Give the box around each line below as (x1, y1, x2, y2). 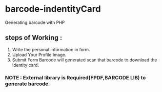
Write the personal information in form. (12, 46, 90, 52)
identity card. (12, 62, 39, 68)
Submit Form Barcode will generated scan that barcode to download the (12, 57, 157, 63)
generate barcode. (5, 80, 50, 87)
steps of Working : (5, 34, 62, 42)
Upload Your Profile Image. (12, 52, 67, 57)
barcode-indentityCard (5, 3, 101, 15)
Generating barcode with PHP (5, 19, 65, 25)
